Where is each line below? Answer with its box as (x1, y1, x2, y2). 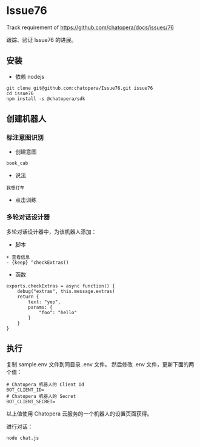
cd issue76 (6, 90, 34, 96)
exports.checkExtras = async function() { (6, 283, 115, 289)
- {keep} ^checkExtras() (6, 259, 69, 266)
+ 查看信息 (6, 254, 30, 260)
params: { (28, 304, 53, 310)
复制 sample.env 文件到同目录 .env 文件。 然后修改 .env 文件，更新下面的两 (6, 360, 195, 368)
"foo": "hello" (38, 309, 78, 315)
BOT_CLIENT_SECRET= (6, 398, 56, 405)
